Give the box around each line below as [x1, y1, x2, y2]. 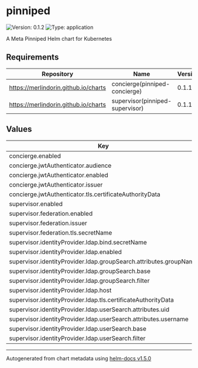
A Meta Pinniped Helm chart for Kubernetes [6, 35, 112, 42]
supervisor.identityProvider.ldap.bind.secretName [9, 238, 147, 246]
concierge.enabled [9, 152, 61, 160]
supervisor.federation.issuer [9, 219, 87, 227]
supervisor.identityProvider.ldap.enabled [9, 247, 122, 256]
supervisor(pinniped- [111, 96, 172, 105]
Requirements [6, 52, 59, 63]
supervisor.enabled [9, 200, 63, 208]
